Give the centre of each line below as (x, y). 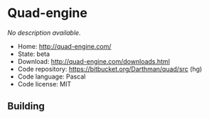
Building (26, 107)
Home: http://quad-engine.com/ (64, 46)
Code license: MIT (44, 84)
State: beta (34, 54)
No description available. (44, 33)
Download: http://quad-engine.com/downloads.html (94, 61)
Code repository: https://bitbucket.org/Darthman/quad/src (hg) (110, 69)
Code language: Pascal (52, 76)
